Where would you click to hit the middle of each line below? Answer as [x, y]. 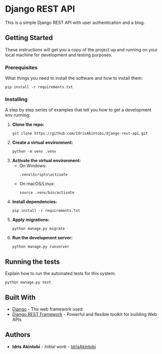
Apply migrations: [31, 220]
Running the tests [32, 261]
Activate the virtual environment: [47, 161]
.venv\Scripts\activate [44, 175]
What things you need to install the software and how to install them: [74, 78]
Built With [20, 297]
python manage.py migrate [38, 229]
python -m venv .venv [34, 152]
